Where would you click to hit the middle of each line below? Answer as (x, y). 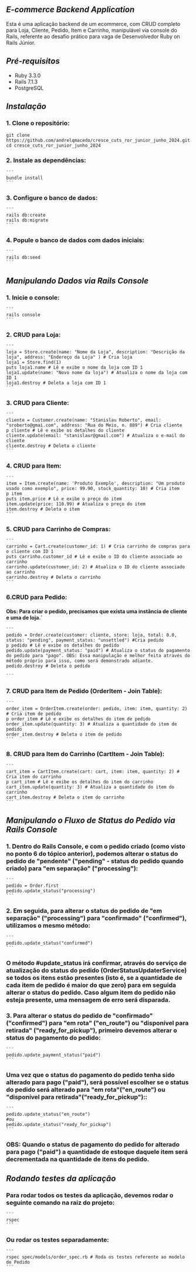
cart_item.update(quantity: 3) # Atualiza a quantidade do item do (90, 787)
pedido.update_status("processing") (51, 891)
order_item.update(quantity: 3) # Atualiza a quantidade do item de (92, 724)
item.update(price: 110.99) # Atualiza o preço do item (76, 504)
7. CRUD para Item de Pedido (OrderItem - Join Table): (84, 691)
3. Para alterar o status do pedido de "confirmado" (80, 1015)
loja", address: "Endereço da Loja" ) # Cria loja (69, 357)
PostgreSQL (29, 88)
